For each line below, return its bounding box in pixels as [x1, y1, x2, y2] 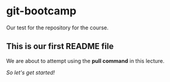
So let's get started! [6, 69, 55, 76]
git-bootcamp [6, 4, 77, 18]
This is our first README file [6, 41, 114, 51]
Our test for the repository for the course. [6, 24, 109, 31]
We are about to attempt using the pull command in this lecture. [6, 57, 165, 64]
